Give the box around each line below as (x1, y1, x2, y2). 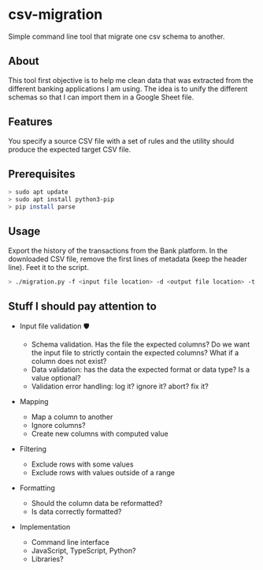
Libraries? (31, 554, 65, 564)
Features (8, 115, 53, 129)
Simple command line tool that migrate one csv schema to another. (8, 32, 225, 41)
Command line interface (31, 537, 110, 546)
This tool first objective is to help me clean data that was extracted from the (8, 75, 254, 84)
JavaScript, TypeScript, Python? (31, 546, 136, 555)
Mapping (19, 396, 49, 406)
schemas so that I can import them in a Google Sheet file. (8, 92, 194, 102)
